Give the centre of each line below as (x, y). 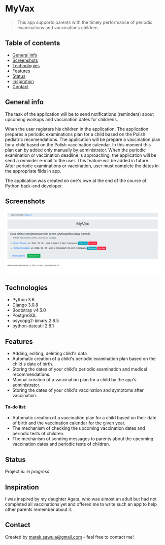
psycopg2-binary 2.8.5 (35, 321)
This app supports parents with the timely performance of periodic (85, 22)
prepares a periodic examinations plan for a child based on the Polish (75, 134)
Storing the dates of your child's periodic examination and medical (80, 369)
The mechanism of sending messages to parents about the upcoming (83, 439)
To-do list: (16, 407)
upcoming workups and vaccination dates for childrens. (62, 119)
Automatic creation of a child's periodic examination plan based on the (84, 359)
